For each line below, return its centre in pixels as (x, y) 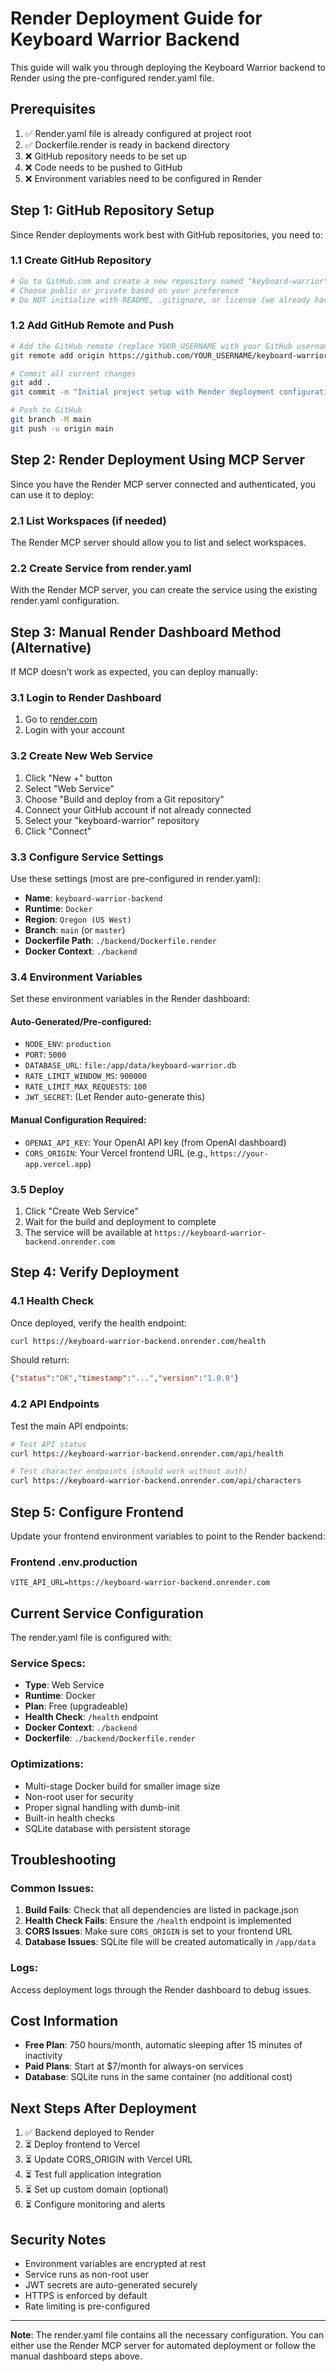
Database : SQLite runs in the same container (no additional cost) (158, 2077)
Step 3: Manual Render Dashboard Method (146, 632)
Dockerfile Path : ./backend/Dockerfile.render (120, 940)
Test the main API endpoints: (69, 1426)
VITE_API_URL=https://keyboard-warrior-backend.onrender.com (140, 1583)
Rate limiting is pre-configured (87, 2306)
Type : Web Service (64, 1685)
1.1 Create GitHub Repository (81, 260)
